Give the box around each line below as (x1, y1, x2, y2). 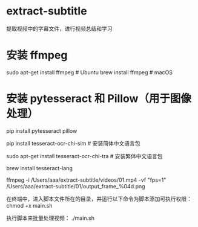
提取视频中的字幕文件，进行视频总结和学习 (6, 25, 113, 32)
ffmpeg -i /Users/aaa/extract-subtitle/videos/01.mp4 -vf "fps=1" (6, 176, 167, 184)
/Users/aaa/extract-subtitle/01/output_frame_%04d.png (6, 182, 145, 190)
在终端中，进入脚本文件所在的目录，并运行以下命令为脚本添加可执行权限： (6, 195, 192, 202)
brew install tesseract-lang (6, 164, 73, 171)
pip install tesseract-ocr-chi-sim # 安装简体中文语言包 (6, 139, 140, 147)
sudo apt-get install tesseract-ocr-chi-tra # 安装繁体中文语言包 (6, 152, 163, 159)
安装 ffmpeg (6, 48, 68, 62)
